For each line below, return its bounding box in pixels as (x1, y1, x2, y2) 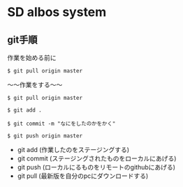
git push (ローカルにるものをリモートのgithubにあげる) (17, 163, 176, 171)
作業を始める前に (7, 54, 57, 61)
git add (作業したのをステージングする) (17, 146, 130, 154)
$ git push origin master (7, 133, 82, 140)
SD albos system (7, 4, 107, 20)
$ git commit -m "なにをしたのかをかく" (7, 120, 116, 127)
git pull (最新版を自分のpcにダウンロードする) (17, 172, 149, 180)
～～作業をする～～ (7, 81, 63, 89)
